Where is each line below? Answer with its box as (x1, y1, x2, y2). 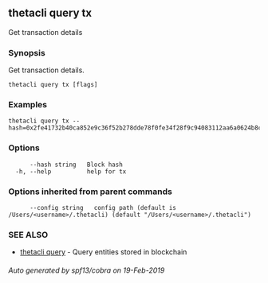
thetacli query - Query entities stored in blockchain (19, 247, 187, 257)
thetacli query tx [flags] (8, 81, 98, 89)
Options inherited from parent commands (8, 186, 173, 197)
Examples (8, 99, 48, 110)
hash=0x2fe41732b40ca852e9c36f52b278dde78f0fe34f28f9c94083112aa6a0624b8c (8, 124, 262, 132)
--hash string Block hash (29, 161, 124, 169)
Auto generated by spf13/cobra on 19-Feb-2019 (8, 266, 165, 275)
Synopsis (8, 47, 45, 58)
